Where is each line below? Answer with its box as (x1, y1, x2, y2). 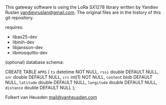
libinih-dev (12, 39, 35, 45)
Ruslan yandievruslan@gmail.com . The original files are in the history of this (5, 9, 161, 15)
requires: (5, 24, 24, 30)
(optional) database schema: (5, 59, 64, 65)
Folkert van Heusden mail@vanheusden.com (5, 94, 97, 100)
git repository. (5, 15, 34, 20)
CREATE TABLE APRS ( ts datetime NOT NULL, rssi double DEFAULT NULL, (5, 69, 159, 75)
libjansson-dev (12, 45, 43, 50)
